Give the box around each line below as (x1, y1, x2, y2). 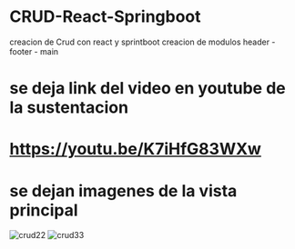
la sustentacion (9, 97, 129, 118)
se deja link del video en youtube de (9, 78, 287, 99)
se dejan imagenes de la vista (9, 180, 238, 201)
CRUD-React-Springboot (9, 6, 201, 27)
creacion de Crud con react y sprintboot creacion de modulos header (9, 36, 270, 47)
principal (9, 200, 79, 220)
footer (9, 45, 33, 56)
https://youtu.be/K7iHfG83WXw (9, 139, 262, 160)
